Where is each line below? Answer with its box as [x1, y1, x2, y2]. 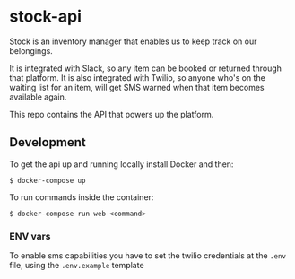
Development [9, 135, 87, 150]
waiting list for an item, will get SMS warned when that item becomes [9, 82, 265, 92]
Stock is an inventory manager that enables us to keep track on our [9, 36, 257, 47]
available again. [9, 92, 67, 102]
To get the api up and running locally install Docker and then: [9, 159, 234, 170]
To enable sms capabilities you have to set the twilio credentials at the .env [9, 250, 287, 261]
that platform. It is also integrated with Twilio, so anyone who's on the [9, 72, 266, 83]
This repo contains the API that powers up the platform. [9, 109, 214, 119]
